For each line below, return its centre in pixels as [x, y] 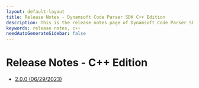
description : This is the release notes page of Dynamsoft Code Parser [96, 22]
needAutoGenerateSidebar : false [46, 34]
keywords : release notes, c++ [44, 28]
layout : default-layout [36, 12]
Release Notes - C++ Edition [77, 63]
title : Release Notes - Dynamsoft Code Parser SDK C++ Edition [86, 17]
